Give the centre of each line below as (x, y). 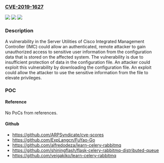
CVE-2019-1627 (24, 7)
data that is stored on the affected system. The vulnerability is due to (74, 57)
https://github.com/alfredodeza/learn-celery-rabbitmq (67, 145)
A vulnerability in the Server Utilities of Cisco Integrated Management (75, 41)
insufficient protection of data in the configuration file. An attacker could (78, 62)
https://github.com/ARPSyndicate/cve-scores (58, 135)
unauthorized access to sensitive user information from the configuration (79, 52)
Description (19, 31)
